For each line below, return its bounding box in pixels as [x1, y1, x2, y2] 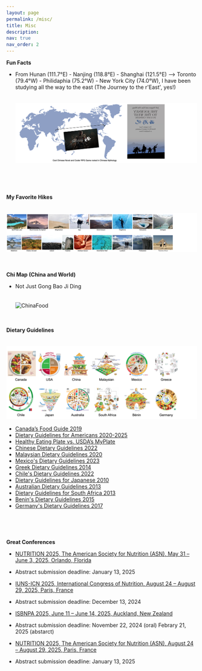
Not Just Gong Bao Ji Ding [15, 283, 82, 290]
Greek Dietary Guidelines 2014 [15, 464, 92, 471]
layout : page [6, 10, 39, 16]
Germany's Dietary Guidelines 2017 [15, 502, 103, 510]
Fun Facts [6, 59, 31, 66]
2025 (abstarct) [15, 628, 54, 635]
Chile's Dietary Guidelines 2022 [15, 470, 94, 478]
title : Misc [6, 22, 36, 28]
